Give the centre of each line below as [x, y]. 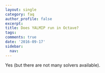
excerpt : [14, 23]
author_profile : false [29, 19]
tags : [11, 33]
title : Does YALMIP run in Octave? [42, 28]
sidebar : [14, 46]
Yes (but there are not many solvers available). [53, 65]
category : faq [20, 14]
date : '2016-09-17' [25, 42]
